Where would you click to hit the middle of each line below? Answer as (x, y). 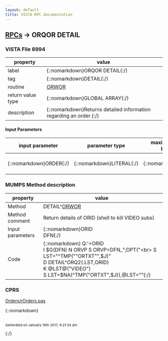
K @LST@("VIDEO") (67, 268)
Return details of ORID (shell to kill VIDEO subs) (99, 217)
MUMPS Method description (40, 185)
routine (16, 87)
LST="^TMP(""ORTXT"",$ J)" (77, 256)
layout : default (22, 10)
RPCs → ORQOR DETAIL (43, 35)
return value (22, 95)
